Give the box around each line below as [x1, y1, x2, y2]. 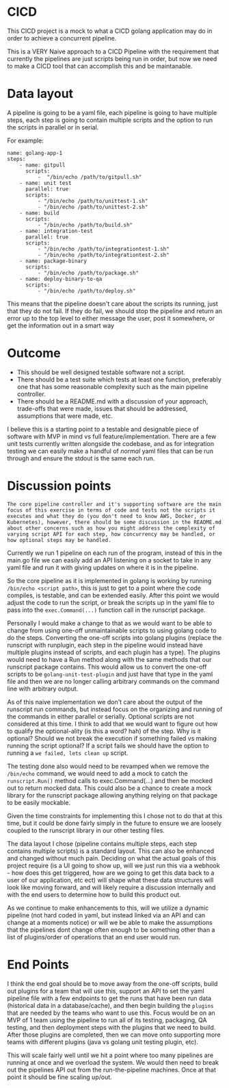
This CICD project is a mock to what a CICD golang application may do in [7, 27, 213, 35]
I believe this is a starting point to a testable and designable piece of [7, 425, 200, 433]
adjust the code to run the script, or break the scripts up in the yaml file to [7, 598, 215, 606]
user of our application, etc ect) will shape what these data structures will [7, 876, 214, 884]
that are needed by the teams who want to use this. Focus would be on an [7, 1009, 215, 1017]
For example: [7, 136, 44, 145]
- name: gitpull [19, 162, 66, 169]
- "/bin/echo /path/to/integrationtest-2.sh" [37, 251, 170, 258]
